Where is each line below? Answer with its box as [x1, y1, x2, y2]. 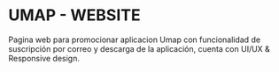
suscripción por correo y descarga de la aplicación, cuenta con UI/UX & [8, 43, 271, 54]
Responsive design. [8, 53, 81, 63]
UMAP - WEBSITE [8, 5, 141, 25]
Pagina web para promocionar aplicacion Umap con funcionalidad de [8, 34, 261, 45]
